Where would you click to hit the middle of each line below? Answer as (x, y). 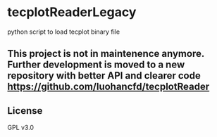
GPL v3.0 (20, 128)
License (25, 111)
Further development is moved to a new (96, 65)
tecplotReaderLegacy (72, 12)
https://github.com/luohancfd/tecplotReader (108, 87)
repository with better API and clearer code (104, 76)
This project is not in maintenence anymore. (106, 54)
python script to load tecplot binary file (64, 32)
